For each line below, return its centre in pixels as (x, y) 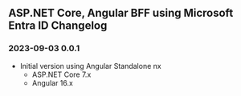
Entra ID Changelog (58, 26)
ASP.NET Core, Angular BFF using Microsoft (121, 13)
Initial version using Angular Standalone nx (91, 66)
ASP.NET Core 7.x (61, 74)
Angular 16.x (53, 82)
